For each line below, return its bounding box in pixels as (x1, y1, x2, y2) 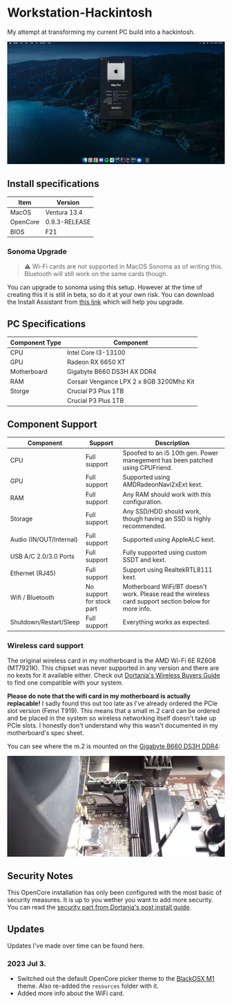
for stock (85, 597, 111, 605)
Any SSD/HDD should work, (122, 507, 202, 515)
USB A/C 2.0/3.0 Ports (10, 552, 75, 560)
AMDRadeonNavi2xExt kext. (122, 480, 203, 489)
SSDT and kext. (122, 556, 167, 564)
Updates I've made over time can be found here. (7, 941, 145, 950)
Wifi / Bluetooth (10, 593, 55, 602)
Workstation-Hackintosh (7, 5, 153, 21)
